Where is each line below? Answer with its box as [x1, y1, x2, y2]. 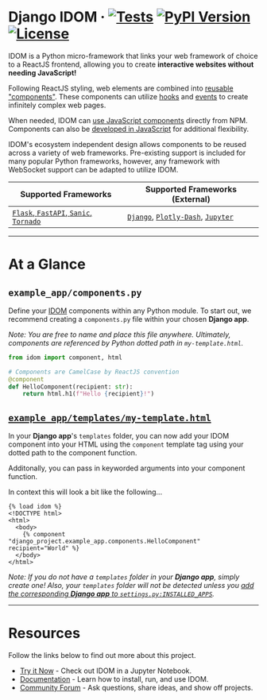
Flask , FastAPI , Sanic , [12, 207, 93, 218]
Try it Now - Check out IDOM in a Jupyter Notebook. [19, 666, 192, 675]
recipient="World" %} [8, 544, 80, 552]
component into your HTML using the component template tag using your [8, 439, 244, 449]
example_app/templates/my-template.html [8, 412, 212, 423]
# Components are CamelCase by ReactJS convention [8, 368, 180, 376]
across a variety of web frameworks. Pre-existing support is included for [8, 148, 246, 157]
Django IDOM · [8, 8, 106, 26]
